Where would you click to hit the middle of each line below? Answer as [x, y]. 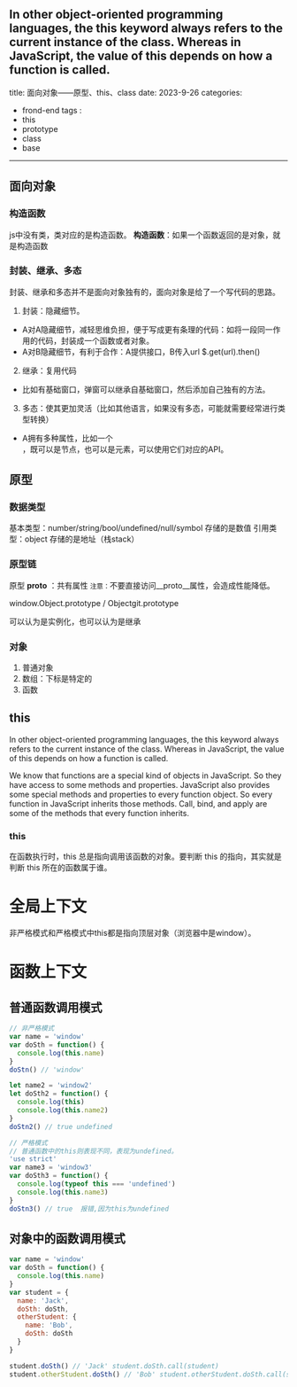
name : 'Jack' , [43, 1301]
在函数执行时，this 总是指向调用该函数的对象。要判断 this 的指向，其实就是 [146, 857]
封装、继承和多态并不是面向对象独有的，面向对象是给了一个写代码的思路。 [145, 292]
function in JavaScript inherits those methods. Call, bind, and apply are [138, 803]
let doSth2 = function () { [59, 1094]
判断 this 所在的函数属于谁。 [61, 868]
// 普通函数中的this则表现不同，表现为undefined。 [94, 1151]
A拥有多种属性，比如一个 [67, 438]
